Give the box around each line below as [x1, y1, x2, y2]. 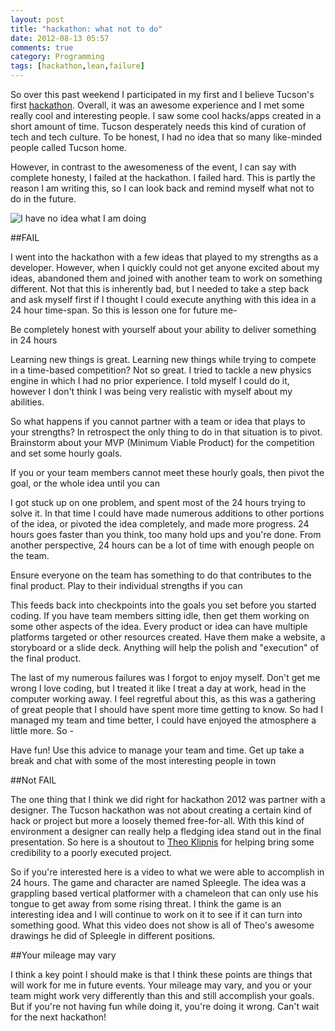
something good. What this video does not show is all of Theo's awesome [10, 919, 315, 931]
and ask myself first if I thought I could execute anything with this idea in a [10, 294, 317, 305]
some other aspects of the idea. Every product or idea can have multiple [10, 621, 308, 632]
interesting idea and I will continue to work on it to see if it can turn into [10, 909, 303, 920]
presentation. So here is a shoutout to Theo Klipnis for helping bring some [10, 836, 315, 848]
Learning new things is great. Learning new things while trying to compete [10, 354, 317, 365]
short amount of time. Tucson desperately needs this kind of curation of [10, 121, 307, 132]
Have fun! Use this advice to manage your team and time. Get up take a [10, 744, 305, 756]
